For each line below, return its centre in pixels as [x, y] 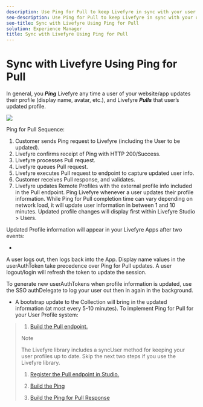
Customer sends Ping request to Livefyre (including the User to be [97, 141]
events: [15, 236]
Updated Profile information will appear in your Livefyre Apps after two [94, 230]
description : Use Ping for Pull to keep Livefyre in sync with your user [101, 12]
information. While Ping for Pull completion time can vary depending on [104, 199]
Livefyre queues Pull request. [51, 167]
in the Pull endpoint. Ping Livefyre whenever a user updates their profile [104, 192]
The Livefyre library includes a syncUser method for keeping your [103, 350]
